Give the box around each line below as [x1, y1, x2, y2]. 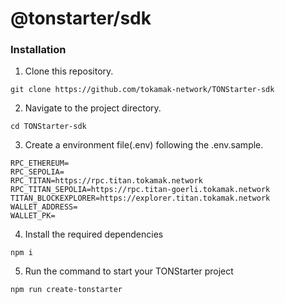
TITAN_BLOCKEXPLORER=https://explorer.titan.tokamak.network [10, 193, 271, 204]
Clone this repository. [24, 65, 114, 77]
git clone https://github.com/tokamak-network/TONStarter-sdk [10, 85, 275, 95]
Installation [10, 43, 67, 57]
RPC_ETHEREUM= [10, 158, 70, 169]
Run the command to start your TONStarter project [24, 265, 234, 277]
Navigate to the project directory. [24, 102, 162, 114]
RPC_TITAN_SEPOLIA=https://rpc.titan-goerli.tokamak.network [10, 185, 271, 195]
